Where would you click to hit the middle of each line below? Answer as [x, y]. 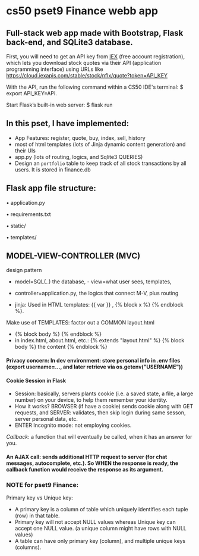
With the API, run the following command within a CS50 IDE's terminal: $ [95, 87]
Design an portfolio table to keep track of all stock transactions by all [100, 163]
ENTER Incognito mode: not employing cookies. [73, 425]
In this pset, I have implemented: [68, 124]
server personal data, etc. [46, 419]
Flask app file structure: [51, 188]
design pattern [24, 270]
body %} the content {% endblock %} [61, 347]
